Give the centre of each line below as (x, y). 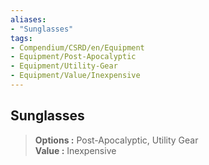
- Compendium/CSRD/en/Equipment (77, 47)
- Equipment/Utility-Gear (64, 66)
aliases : (28, 19)
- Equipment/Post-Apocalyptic (73, 57)
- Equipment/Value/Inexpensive (75, 76)
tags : (21, 38)
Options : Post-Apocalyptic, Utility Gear (116, 140)
